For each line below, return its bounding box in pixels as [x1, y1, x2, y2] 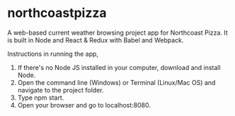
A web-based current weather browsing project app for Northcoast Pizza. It [7, 28, 228, 37]
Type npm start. [17, 93, 64, 102]
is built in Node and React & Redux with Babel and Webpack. [7, 35, 184, 44]
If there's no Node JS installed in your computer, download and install [17, 63, 221, 71]
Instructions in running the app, [7, 50, 99, 58]
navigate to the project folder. [17, 86, 104, 94]
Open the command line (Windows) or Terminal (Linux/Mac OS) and [17, 78, 216, 86]
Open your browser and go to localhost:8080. [17, 100, 151, 109]
